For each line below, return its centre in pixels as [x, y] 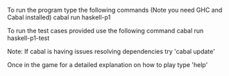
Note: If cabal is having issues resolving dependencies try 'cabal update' [111, 51]
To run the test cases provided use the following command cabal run [105, 31]
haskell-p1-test [28, 38]
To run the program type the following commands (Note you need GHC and [115, 10]
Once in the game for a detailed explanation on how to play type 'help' [108, 65]
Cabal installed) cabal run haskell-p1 [59, 17]
